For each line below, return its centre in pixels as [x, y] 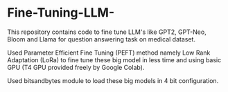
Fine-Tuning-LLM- [61, 13]
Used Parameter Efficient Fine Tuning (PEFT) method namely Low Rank [109, 53]
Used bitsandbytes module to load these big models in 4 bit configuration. [113, 80]
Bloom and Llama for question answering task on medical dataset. [102, 39]
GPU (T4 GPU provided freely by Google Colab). [76, 67]
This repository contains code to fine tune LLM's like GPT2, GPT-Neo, [107, 32]
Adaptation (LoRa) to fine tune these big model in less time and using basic [114, 59]
